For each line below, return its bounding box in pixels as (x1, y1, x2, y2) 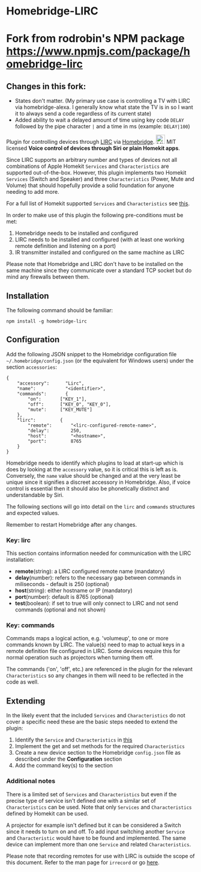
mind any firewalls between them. (6, 273, 90, 280)
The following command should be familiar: (6, 307, 113, 314)
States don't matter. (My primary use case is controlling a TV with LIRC (14, 97, 190, 105)
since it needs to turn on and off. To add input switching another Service (6, 827, 185, 835)
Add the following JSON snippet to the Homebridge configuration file (6, 350, 177, 357)
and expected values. (6, 509, 59, 516)
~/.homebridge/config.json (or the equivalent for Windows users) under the (6, 357, 194, 364)
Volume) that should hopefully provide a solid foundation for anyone (6, 182, 175, 189)
